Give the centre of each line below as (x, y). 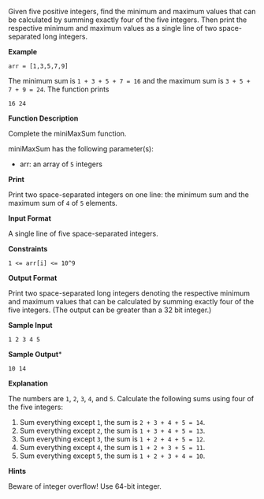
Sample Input (30, 325)
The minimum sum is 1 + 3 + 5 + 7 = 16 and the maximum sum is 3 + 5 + (129, 81)
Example (23, 52)
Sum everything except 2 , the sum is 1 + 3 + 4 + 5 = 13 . (112, 430)
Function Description (43, 118)
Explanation (28, 383)
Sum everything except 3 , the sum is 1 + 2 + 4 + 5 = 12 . (112, 439)
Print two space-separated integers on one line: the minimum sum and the (129, 195)
